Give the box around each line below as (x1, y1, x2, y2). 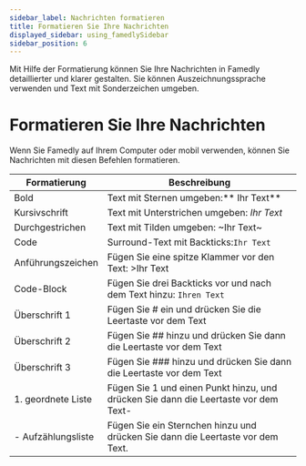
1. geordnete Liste (14, 393, 93, 406)
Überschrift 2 (14, 335, 71, 348)
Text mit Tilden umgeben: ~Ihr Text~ (107, 221, 262, 234)
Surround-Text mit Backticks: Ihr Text (107, 236, 271, 248)
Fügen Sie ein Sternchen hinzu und (107, 420, 257, 432)
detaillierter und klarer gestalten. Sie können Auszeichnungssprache (9, 74, 266, 85)
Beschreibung (168, 177, 231, 189)
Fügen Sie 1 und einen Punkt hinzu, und (107, 381, 278, 394)
